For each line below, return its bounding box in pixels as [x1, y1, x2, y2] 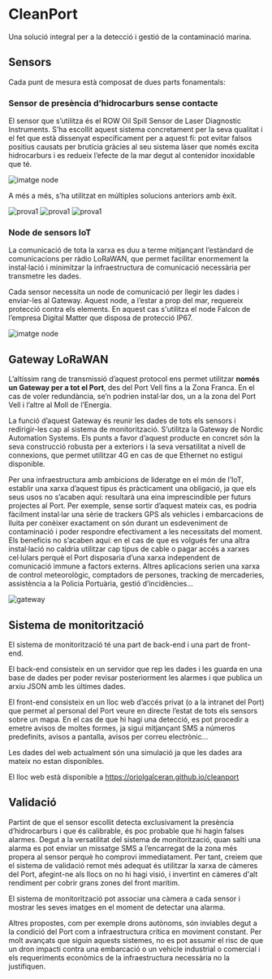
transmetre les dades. [8, 271, 81, 281]
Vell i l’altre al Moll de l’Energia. [8, 400, 112, 410]
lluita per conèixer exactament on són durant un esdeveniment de [8, 518, 229, 528]
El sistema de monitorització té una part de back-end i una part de [8, 639, 230, 649]
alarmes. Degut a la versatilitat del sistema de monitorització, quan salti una [8, 834, 261, 844]
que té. [8, 160, 32, 169]
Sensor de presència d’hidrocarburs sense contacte [8, 97, 218, 108]
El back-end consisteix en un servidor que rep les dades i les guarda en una [8, 664, 262, 674]
